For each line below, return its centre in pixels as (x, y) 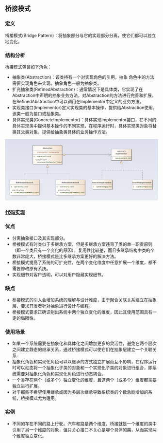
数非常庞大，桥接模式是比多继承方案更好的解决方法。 (65, 256)
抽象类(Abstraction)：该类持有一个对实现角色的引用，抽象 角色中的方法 (83, 77)
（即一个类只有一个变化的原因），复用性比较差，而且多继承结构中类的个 (83, 250)
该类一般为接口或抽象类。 (38, 113)
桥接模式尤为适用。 (40, 398)
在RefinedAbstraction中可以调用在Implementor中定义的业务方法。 (78, 101)
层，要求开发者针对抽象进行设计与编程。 (52, 306)
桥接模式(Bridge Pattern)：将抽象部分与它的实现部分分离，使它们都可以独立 (81, 35)
